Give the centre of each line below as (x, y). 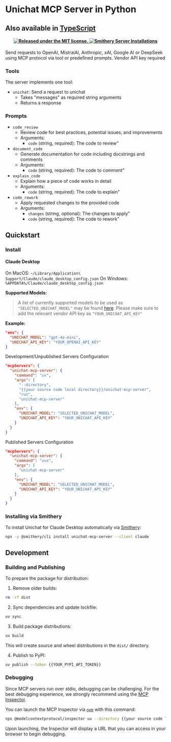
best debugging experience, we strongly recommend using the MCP (77, 694)
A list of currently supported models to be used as (70, 303)
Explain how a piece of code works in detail (66, 181)
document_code (27, 149)
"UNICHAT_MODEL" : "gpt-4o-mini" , (45, 337)
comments (31, 159)
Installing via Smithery (34, 516)
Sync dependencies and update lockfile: (55, 607)
